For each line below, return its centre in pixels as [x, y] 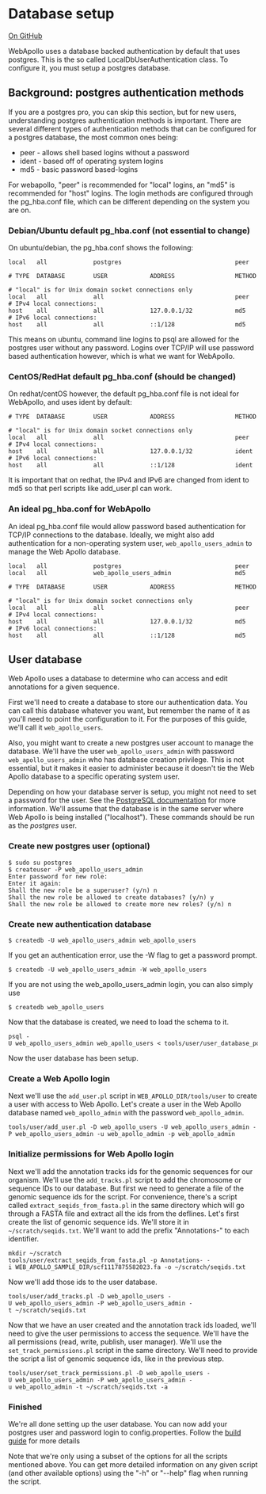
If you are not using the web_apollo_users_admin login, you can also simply [131, 985]
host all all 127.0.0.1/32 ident [131, 452]
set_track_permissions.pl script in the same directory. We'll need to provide [133, 1350]
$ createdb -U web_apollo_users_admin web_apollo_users [102, 941]
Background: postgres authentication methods [126, 93]
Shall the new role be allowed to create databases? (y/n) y [111, 897]
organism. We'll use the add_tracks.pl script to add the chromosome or [125, 1180]
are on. [20, 210]
